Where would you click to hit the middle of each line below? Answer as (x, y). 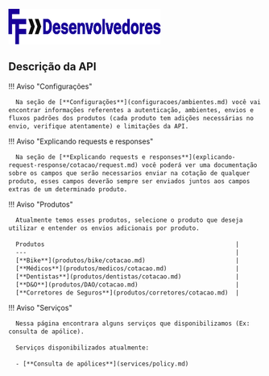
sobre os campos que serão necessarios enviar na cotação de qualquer (129, 173)
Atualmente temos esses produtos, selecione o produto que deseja (129, 220)
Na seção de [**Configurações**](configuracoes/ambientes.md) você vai (139, 102)
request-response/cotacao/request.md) (73, 165)
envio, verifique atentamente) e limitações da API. (99, 126)
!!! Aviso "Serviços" (40, 307)
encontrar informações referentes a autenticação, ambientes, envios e (131, 110)
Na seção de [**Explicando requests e (81, 157)
